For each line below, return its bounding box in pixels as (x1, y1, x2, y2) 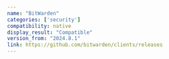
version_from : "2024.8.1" (7, 35, 80, 42)
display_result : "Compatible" (7, 28, 93, 36)
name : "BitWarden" (7, 9, 59, 17)
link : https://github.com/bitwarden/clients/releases (7, 41, 164, 48)
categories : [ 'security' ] (7, 16, 80, 23)
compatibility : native (7, 22, 72, 29)
